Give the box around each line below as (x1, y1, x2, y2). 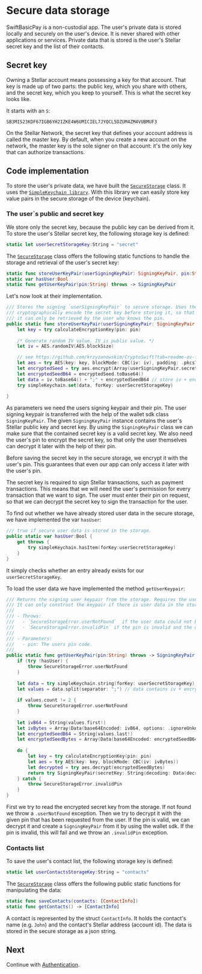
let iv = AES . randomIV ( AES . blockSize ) (17, 343, 114, 349)
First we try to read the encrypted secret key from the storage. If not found (6, 804, 191, 811)
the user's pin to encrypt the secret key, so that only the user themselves (6, 436, 188, 443)
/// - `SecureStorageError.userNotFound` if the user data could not (6, 619, 192, 625)
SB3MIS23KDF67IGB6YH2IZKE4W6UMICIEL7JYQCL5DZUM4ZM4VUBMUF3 (6, 119, 158, 125)
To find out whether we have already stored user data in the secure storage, (6, 510, 195, 517)
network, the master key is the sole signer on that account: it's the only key (6, 142, 192, 149)
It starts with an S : (6, 107, 50, 114)
